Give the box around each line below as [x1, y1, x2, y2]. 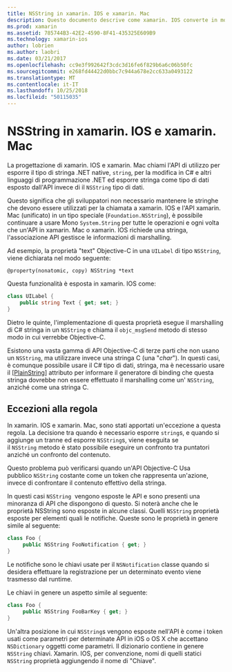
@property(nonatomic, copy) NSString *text [7, 267, 135, 274]
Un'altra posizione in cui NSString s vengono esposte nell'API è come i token [7, 627, 223, 635]
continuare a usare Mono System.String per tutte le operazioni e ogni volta [7, 218, 220, 227]
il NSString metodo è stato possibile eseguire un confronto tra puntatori [7, 443, 210, 451]
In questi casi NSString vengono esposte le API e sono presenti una [7, 492, 200, 501]
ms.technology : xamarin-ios [7, 36, 88, 43]
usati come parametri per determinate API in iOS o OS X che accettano [7, 634, 209, 643]
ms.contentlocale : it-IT [7, 81, 79, 88]
